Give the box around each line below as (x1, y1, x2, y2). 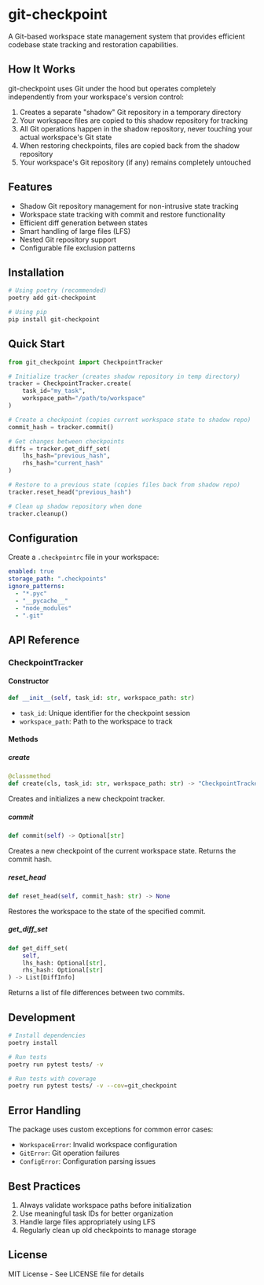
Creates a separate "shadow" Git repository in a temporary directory (19, 107, 241, 117)
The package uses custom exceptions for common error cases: (8, 1124, 214, 1135)
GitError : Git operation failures (19, 1148, 120, 1158)
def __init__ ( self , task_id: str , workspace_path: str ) (8, 694, 195, 702)
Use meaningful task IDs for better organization (19, 1209, 174, 1218)
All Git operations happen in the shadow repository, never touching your (19, 124, 253, 133)
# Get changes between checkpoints (8, 437, 125, 446)
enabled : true (8, 568, 55, 576)
